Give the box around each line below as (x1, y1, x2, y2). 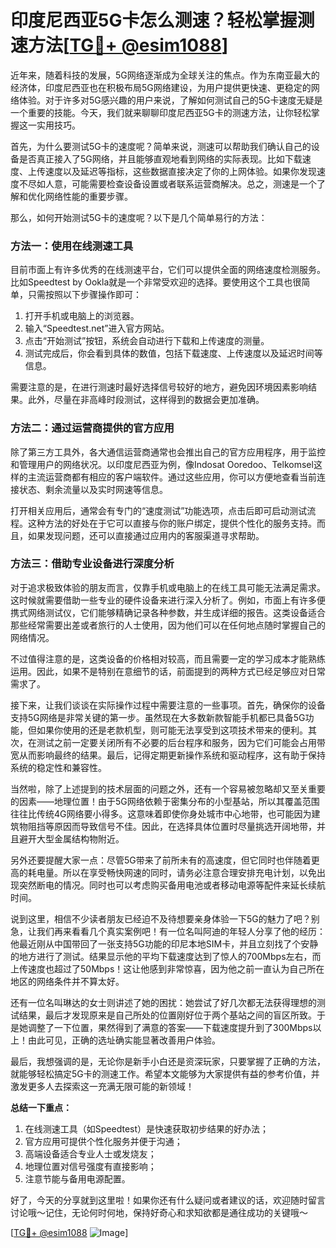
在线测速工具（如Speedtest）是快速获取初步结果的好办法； (24, 1122, 270, 1135)
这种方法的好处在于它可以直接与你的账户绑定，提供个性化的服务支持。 (27, 517, 317, 529)
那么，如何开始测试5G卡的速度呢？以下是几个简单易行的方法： (10, 211, 268, 223)
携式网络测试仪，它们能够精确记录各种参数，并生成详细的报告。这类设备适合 (10, 606, 326, 618)
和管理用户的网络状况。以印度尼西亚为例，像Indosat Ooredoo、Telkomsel (10, 458, 314, 470)
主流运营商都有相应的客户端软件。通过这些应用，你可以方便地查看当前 (27, 471, 317, 483)
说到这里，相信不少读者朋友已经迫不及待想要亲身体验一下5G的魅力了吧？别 (10, 912, 320, 925)
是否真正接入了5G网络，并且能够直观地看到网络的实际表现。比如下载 (18, 152, 303, 165)
